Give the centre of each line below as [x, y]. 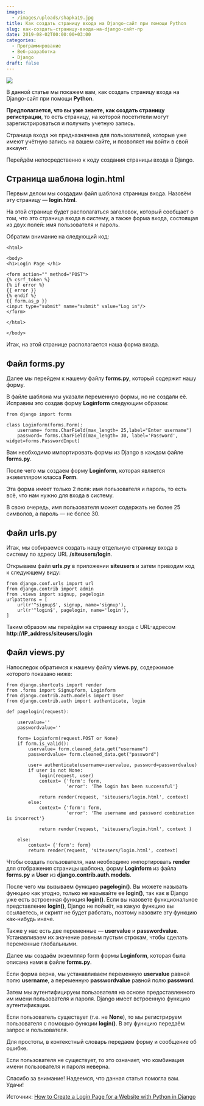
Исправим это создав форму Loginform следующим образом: [87, 403]
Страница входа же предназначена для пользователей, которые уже [97, 135]
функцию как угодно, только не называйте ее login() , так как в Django [97, 893]
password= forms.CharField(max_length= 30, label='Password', [98, 436]
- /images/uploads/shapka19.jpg [53, 18]
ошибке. [17, 1048]
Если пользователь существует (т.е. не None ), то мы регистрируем [94, 1017]
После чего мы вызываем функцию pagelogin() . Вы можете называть [97, 886]
